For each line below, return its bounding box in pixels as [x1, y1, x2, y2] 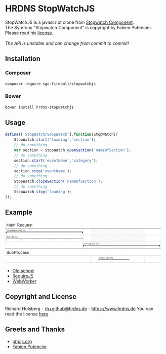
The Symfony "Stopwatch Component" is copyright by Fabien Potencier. [5, 24, 152, 30]
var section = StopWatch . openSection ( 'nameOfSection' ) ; [14, 148, 132, 153]
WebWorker [12, 278, 37, 284]
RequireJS [12, 273, 34, 279]
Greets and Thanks [5, 325, 65, 334]
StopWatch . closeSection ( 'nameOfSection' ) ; [14, 179, 103, 184]
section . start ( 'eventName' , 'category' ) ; [14, 158, 98, 163]
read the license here [5, 311, 48, 316]
